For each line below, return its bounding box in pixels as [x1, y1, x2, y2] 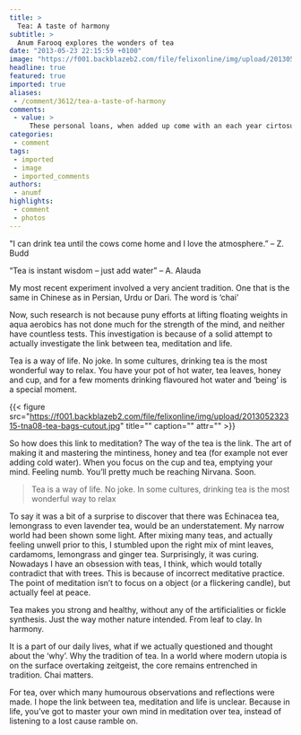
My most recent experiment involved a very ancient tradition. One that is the [9, 282, 290, 293]
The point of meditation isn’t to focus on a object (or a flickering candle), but [9, 577, 291, 588]
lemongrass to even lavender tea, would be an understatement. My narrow [9, 520, 285, 530]
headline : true [9, 64, 66, 73]
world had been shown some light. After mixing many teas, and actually [9, 529, 273, 540]
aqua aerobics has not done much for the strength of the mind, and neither [9, 319, 285, 329]
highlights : [9, 197, 54, 206]
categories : [9, 130, 54, 139]
